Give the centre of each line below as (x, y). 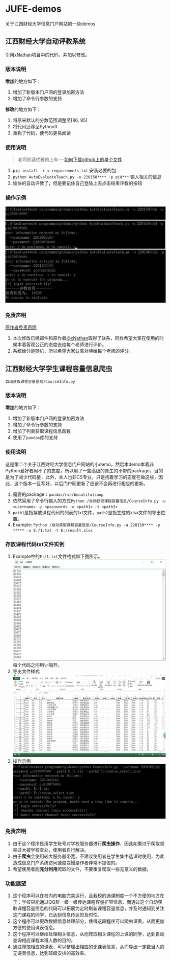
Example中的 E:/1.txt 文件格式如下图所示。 (58, 556)
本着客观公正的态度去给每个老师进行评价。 (62, 345)
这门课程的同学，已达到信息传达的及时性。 (57, 915)
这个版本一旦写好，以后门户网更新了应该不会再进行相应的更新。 (81, 483)
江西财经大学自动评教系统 (45, 41)
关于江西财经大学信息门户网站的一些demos (50, 24)
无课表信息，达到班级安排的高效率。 (51, 953)
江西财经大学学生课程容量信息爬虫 (59, 369)
